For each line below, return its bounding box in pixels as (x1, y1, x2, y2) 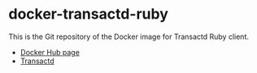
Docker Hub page (20, 47, 80, 57)
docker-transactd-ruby (8, 5, 169, 24)
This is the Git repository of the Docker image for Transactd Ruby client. (8, 32, 250, 41)
